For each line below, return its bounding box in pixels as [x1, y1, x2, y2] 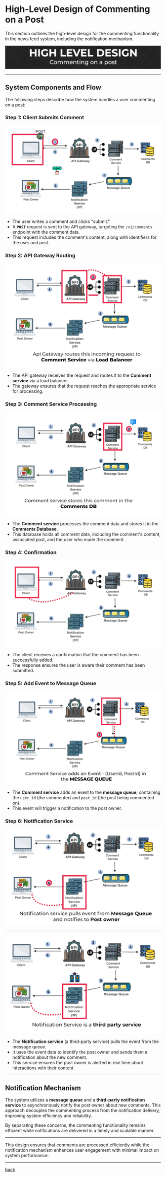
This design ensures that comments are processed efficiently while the [5, 1142, 150, 1148]
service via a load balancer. [12, 378, 69, 384]
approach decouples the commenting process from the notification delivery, [5, 1108, 161, 1113]
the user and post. [12, 239, 50, 245]
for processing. [12, 388, 43, 394]
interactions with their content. [12, 1065, 75, 1071]
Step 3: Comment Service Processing [5, 401, 97, 408]
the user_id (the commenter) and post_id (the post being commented [12, 794, 155, 800]
